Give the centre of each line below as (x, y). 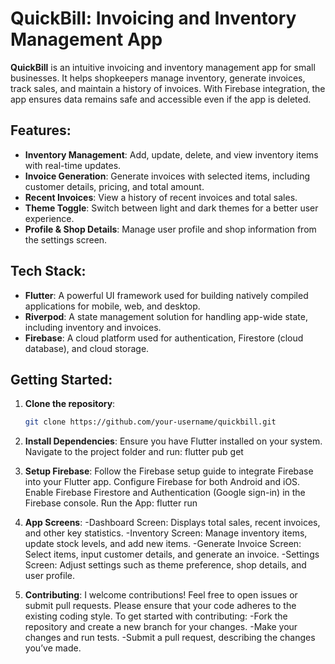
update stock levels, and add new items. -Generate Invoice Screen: (163, 544)
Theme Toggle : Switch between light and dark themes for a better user (171, 208)
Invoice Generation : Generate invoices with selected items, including (167, 176)
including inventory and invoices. (93, 327)
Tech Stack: (48, 271)
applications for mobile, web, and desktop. (112, 306)
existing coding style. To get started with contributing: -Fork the (156, 616)
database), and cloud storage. (87, 348)
